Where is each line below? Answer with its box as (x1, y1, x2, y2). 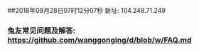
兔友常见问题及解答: (7, 26, 76, 36)
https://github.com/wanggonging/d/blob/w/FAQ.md (7, 35, 192, 45)
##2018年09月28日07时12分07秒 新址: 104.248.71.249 (7, 6, 166, 14)
